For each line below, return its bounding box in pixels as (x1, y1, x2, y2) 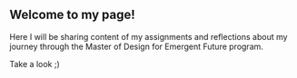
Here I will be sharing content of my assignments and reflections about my (9, 31, 288, 42)
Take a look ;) (9, 58, 61, 69)
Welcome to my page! (9, 7, 136, 23)
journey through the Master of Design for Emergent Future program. (9, 41, 263, 52)
